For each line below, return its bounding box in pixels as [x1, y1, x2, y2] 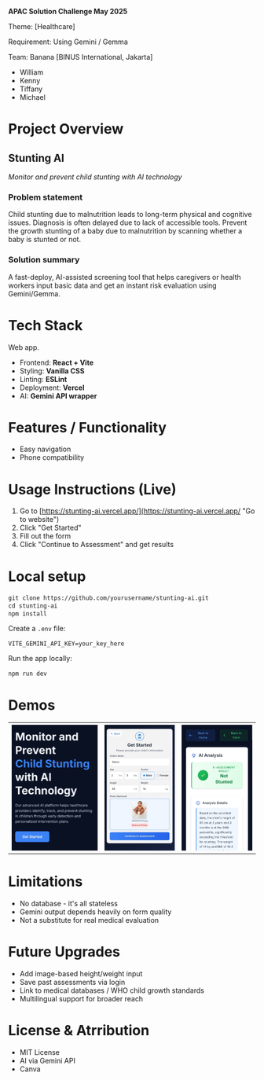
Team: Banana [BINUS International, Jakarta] [8, 53, 153, 61]
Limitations [8, 872, 83, 891]
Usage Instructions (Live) [8, 480, 177, 498]
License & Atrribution [8, 1022, 150, 1040]
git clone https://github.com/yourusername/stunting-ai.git [8, 594, 210, 602]
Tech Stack [8, 316, 83, 334]
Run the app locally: [8, 654, 72, 663]
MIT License [19, 1048, 60, 1057]
